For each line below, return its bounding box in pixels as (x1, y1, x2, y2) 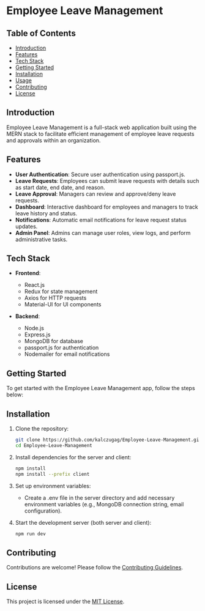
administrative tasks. (15, 235, 68, 243)
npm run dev (15, 530, 46, 537)
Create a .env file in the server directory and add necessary (24, 494, 175, 502)
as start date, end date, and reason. (15, 183, 105, 191)
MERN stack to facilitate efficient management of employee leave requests (6, 130, 195, 138)
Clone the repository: (15, 425, 69, 432)
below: (6, 391, 23, 398)
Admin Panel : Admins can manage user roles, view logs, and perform (15, 229, 191, 236)
